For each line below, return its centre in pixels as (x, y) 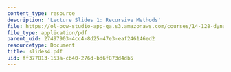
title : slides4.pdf (35, 52)
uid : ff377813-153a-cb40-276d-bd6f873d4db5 (70, 58)
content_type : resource (41, 13)
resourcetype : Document (41, 45)
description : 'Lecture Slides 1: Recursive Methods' (84, 20)
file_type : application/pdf (47, 33)
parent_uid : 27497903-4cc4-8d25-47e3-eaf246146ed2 (81, 39)
